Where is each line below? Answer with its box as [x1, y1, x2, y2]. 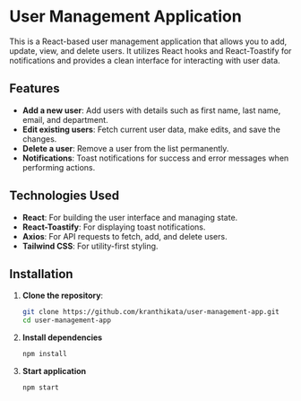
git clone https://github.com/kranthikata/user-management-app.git [21, 308, 279, 317]
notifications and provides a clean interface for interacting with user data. [9, 55, 280, 65]
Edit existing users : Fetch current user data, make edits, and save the [21, 124, 280, 135]
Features [9, 81, 60, 96]
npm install [21, 350, 67, 359]
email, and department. [21, 114, 109, 125]
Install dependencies [21, 332, 103, 343]
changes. [21, 133, 57, 144]
